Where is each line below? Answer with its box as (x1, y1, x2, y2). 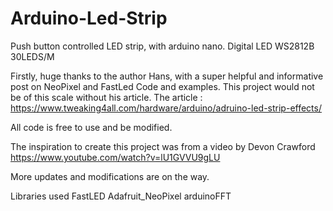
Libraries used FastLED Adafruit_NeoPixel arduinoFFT (10, 190, 232, 202)
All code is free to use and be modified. (10, 121, 173, 133)
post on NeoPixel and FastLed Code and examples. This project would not (10, 80, 315, 92)
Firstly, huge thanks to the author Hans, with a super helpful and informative (10, 70, 324, 82)
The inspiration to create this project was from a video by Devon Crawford (10, 140, 316, 152)
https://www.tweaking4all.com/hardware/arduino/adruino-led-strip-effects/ (10, 102, 322, 114)
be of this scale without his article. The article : (10, 91, 203, 103)
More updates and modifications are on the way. (10, 170, 210, 182)
